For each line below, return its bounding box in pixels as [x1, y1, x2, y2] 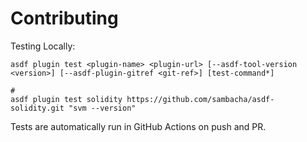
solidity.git [10, 103, 65, 113]
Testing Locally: [10, 40, 76, 52]
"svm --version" [68, 103, 137, 113]
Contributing [10, 7, 119, 30]
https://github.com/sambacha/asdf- [126, 94, 275, 104]
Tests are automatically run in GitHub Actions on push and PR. [10, 120, 267, 132]
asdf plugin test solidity [10, 94, 123, 104]
